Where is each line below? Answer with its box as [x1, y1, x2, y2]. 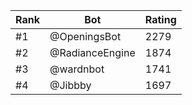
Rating [144, 13, 177, 26]
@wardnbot [49, 62, 105, 76]
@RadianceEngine [49, 46, 136, 59]
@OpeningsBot [49, 30, 122, 43]
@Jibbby [49, 79, 92, 92]
